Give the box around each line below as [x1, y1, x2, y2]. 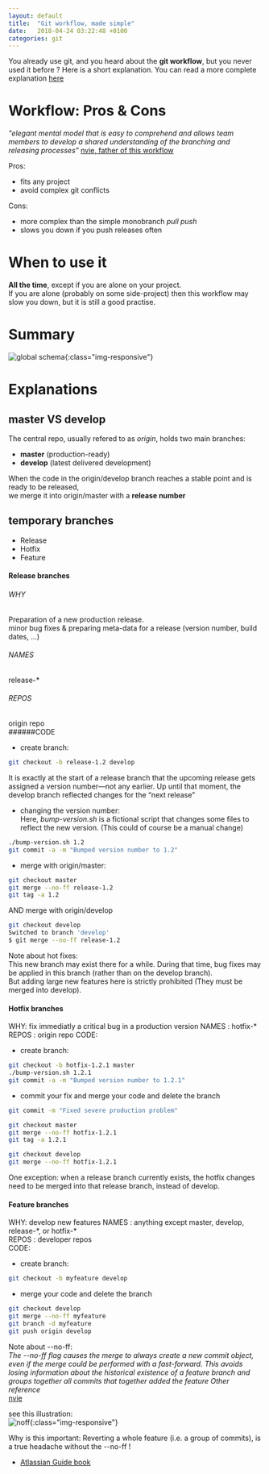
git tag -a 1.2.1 [8, 1136, 67, 1144]
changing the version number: [19, 806, 121, 815]
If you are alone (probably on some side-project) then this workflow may [8, 289, 249, 298]
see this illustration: [8, 1409, 73, 1418]
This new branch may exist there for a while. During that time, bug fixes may [8, 959, 262, 968]
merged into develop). [8, 985, 82, 994]
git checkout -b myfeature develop [8, 1275, 128, 1283]
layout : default [8, 11, 63, 20]
